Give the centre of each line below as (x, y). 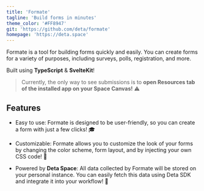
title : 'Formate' (28, 12)
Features (24, 108)
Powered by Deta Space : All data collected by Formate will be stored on (106, 168)
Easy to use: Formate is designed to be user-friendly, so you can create (105, 122)
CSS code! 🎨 (31, 156)
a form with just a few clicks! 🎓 (55, 129)
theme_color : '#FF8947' (37, 23)
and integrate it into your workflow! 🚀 (62, 181)
